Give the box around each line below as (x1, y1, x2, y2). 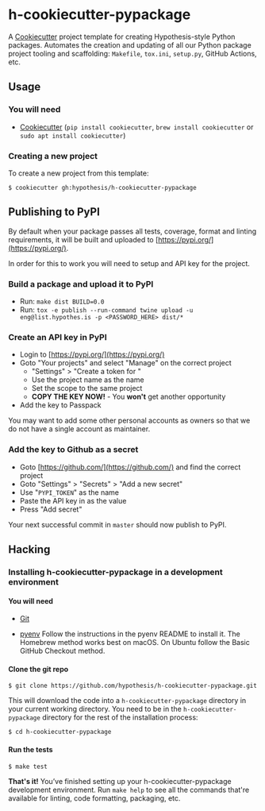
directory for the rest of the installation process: (42, 713, 198, 722)
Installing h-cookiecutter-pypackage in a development (8, 566, 224, 577)
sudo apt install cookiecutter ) (19, 130, 126, 140)
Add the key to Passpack (19, 400, 102, 410)
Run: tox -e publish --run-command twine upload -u (19, 305, 194, 315)
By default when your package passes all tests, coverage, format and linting (8, 226, 257, 236)
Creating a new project (8, 150, 98, 161)
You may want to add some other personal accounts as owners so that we (8, 415, 251, 426)
